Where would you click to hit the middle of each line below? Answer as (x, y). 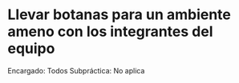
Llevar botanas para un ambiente (119, 15)
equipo (31, 49)
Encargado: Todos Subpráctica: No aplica (76, 70)
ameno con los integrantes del (110, 32)
